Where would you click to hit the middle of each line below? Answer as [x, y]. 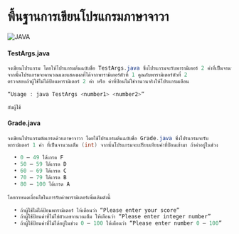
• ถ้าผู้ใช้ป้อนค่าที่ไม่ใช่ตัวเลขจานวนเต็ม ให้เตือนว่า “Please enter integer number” [112, 217]
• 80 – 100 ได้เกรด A [42, 184]
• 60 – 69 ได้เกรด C [40, 171]
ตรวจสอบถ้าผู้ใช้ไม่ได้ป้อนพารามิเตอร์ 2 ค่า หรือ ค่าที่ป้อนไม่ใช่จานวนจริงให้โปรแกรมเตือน [99, 81]
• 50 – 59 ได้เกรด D [40, 164]
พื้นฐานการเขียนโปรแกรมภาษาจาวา [88, 17]
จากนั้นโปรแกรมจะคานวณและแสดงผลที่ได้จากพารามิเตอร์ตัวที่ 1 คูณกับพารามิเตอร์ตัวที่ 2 [97, 75]
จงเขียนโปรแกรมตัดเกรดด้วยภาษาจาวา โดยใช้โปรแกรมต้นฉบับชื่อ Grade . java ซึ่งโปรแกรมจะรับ [108, 138]
